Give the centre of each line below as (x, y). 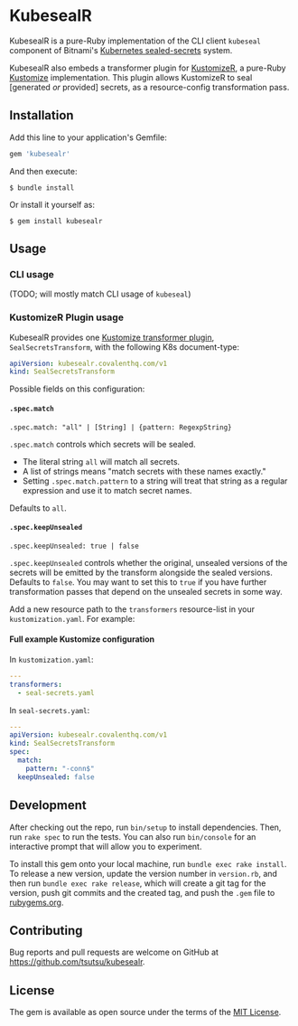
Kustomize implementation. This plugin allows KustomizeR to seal (131, 77)
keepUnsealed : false (56, 777)
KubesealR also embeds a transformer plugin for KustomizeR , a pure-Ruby (148, 68)
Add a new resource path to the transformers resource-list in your (132, 609)
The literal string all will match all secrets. (101, 461)
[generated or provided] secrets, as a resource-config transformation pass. (149, 87)
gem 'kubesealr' (40, 154)
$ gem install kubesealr (56, 221)
